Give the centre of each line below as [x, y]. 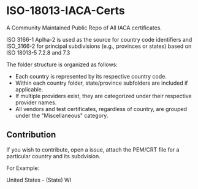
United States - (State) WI [39, 180]
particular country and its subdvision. [54, 156]
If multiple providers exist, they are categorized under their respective [103, 96]
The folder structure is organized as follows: [62, 64]
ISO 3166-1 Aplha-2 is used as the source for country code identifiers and [99, 39]
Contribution [31, 135]
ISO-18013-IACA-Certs [66, 11]
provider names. [36, 102]
